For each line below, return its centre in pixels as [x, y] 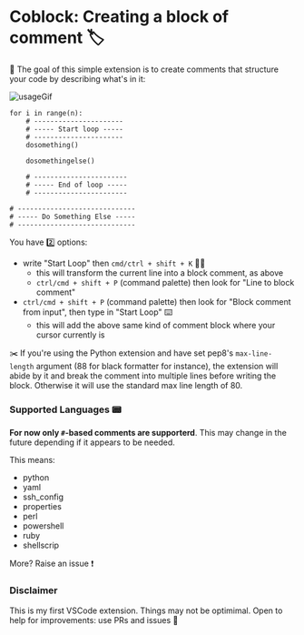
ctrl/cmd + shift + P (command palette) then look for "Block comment [157, 301]
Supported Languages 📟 [66, 409]
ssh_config [43, 497]
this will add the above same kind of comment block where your [156, 325]
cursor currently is [70, 335]
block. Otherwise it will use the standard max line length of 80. [126, 385]
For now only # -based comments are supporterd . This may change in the [148, 433]
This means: [33, 460]
